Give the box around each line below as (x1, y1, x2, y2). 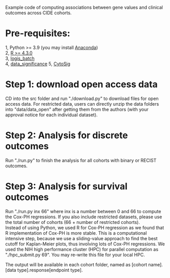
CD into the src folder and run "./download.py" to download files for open (5, 95, 159, 102)
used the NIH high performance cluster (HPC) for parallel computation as (5, 246, 159, 252)
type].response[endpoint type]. (17, 267, 83, 273)
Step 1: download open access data (5, 79, 158, 90)
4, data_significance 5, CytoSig (5, 61, 70, 67)
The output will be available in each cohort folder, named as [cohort (5, 261, 148, 267)
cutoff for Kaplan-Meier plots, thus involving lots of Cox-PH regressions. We (5, 241, 165, 247)
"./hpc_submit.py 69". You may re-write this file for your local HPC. (5, 251, 145, 258)
